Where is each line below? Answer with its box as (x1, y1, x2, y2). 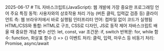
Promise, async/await (5, 41, 49, 46)
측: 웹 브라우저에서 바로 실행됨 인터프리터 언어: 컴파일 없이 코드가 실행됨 (14, 17, 153, 22)
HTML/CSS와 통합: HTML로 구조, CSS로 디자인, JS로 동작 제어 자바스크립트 (5, 23, 153, 28)
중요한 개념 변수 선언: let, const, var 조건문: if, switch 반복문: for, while (15, 29, 153, 34)
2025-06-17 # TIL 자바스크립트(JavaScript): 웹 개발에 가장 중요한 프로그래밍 (5, 4, 154, 10)
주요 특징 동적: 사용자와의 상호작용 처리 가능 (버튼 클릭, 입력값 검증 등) (10, 10, 145, 16)
